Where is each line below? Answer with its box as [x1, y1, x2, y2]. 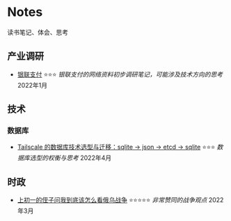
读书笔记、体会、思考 [7, 28, 68, 36]
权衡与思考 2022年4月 [47, 154, 112, 162]
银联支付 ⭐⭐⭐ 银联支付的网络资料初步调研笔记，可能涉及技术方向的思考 [17, 70, 223, 79]
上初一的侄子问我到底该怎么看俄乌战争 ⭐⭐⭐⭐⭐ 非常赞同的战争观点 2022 [17, 196, 224, 204]
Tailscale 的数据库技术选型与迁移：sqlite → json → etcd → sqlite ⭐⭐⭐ [17, 143, 216, 152]
